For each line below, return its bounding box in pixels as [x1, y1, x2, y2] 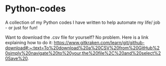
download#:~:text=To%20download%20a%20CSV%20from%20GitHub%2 [5, 45, 160, 51]
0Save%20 [5, 55, 28, 61]
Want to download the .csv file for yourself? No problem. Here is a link [5, 34, 149, 40]
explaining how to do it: [5, 39, 53, 45]
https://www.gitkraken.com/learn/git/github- [54, 39, 145, 45]
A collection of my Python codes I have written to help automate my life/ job [5, 19, 161, 25]
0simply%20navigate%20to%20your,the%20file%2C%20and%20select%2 [5, 50, 161, 56]
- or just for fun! [5, 24, 38, 30]
